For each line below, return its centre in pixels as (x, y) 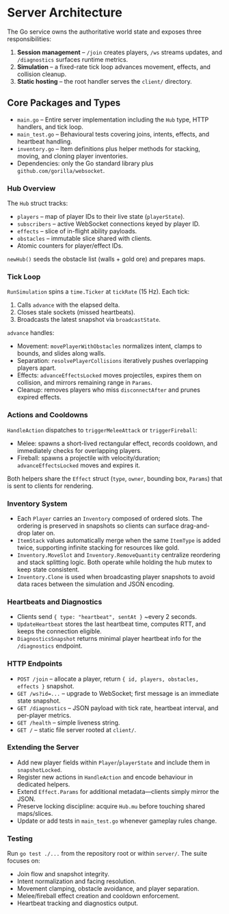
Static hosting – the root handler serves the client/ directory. (105, 81)
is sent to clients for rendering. (50, 486)
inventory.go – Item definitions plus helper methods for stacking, (108, 148)
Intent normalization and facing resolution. (77, 881)
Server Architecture (65, 13)
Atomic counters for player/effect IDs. (70, 246)
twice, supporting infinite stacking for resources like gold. (98, 548)
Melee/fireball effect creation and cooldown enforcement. (98, 896)
